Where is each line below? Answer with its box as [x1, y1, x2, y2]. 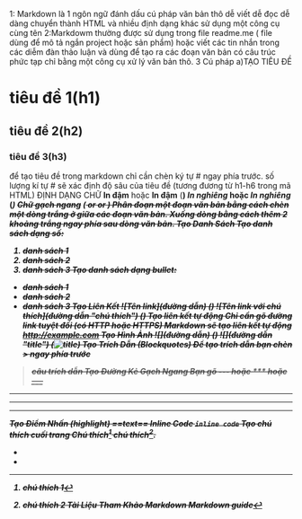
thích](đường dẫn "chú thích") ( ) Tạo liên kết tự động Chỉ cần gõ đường [22, 310, 293, 321]
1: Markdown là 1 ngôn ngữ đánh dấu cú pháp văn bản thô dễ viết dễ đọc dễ [9, 9, 290, 19]
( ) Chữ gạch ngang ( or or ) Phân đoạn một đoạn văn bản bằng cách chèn [9, 198, 289, 210]
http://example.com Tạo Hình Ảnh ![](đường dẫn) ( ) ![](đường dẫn [22, 329, 272, 340]
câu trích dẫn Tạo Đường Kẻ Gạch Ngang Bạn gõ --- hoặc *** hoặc [31, 365, 288, 376]
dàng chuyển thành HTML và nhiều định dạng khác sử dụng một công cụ [9, 18, 280, 29]
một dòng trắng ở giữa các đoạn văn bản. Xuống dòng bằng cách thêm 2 [9, 208, 288, 219]
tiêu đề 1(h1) [9, 88, 102, 108]
